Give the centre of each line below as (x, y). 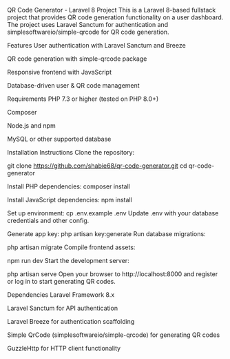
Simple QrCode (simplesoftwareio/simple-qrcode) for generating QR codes (114, 335)
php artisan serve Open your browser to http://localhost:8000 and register (113, 274)
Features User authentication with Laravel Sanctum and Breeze (96, 45)
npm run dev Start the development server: (68, 261)
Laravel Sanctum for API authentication (63, 308)
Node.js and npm (32, 126)
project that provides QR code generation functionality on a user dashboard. (115, 17)
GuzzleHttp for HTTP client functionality (64, 348)
